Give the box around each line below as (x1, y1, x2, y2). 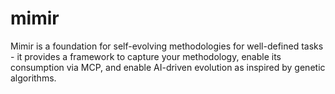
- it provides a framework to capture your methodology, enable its (10, 50, 282, 62)
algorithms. (10, 72, 57, 84)
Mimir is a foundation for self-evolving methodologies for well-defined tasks (10, 40, 324, 52)
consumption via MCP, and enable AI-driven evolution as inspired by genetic (10, 61, 326, 73)
